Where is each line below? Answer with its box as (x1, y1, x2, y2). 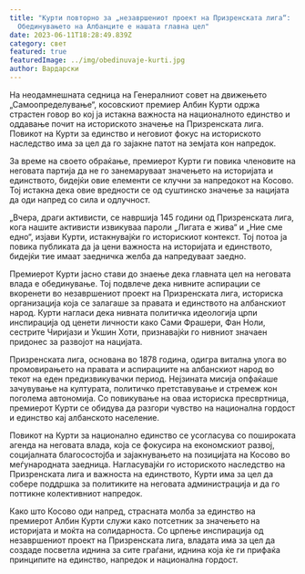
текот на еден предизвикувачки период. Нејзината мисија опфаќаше (9, 373, 279, 384)
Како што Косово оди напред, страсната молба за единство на (9, 506, 257, 517)
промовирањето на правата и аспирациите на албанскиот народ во (9, 363, 275, 374)
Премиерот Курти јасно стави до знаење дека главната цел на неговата (9, 268, 291, 279)
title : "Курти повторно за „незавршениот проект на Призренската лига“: (9, 13, 291, 23)
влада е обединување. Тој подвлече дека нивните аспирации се (9, 277, 261, 288)
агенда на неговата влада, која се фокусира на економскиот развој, (9, 439, 275, 450)
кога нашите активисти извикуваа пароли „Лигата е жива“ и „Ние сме (9, 221, 283, 233)
